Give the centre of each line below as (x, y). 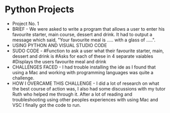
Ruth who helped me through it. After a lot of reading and (72, 94)
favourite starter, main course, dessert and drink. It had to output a (82, 34)
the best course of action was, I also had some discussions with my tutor (89, 88)
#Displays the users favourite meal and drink (59, 61)
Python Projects (40, 9)
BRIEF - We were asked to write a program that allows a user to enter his (88, 29)
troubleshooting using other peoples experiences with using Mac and (85, 99)
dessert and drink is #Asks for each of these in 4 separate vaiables (83, 56)
